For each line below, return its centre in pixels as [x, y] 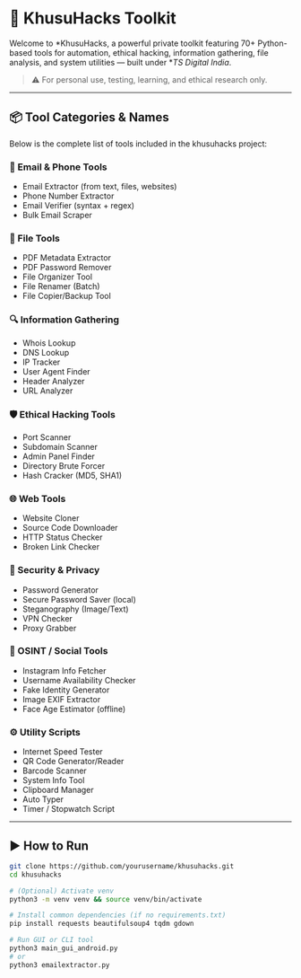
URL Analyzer [47, 391]
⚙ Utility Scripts [45, 732]
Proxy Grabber [49, 628]
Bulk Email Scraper [57, 216]
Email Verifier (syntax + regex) [78, 206]
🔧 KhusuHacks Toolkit [93, 18]
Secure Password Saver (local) [79, 599]
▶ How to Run [49, 846]
